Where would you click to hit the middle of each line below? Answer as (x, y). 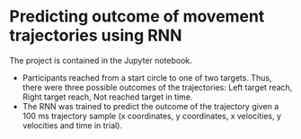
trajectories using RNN (96, 35)
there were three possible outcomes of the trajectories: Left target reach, (157, 87)
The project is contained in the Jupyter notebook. (101, 60)
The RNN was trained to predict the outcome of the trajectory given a (150, 106)
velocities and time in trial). (72, 125)
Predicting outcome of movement (137, 17)
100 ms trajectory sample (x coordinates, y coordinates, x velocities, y (151, 116)
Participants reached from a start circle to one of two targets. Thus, (147, 77)
